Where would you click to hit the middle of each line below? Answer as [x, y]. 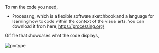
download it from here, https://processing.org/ [58, 26]
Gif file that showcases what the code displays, [52, 36]
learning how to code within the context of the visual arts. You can [78, 21]
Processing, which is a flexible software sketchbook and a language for [83, 16]
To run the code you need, [31, 7]
